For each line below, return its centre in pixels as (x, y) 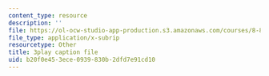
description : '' (35, 23)
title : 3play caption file (53, 52)
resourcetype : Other (43, 45)
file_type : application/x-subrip (64, 38)
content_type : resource (48, 15)
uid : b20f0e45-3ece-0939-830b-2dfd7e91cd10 (82, 60)
